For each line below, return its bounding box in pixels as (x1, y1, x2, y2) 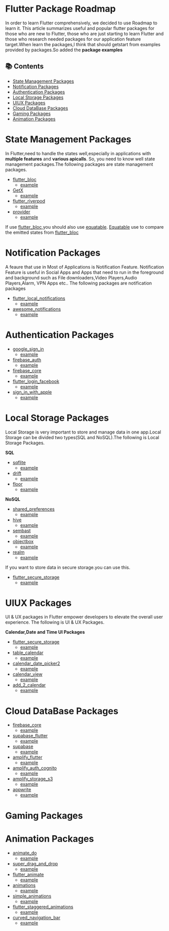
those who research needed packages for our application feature (5, 36, 141, 42)
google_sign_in (12, 346, 44, 352)
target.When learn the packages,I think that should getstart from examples (5, 41, 161, 47)
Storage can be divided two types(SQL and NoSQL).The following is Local (5, 434, 159, 440)
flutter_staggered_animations (12, 904, 73, 910)
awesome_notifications (12, 306, 61, 312)
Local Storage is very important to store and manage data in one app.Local (5, 429, 161, 435)
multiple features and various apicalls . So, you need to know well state (5, 156, 155, 162)
